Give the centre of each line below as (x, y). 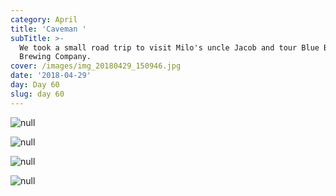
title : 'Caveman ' (48, 29)
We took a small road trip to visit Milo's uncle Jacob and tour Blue (169, 47)
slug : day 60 (37, 94)
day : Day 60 (35, 85)
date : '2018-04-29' (51, 76)
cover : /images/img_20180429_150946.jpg (96, 66)
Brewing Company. (55, 57)
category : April (44, 19)
